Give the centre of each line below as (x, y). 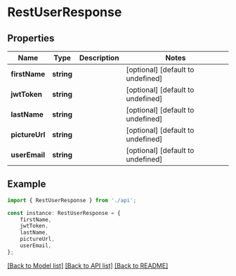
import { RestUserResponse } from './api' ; (72, 200)
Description (99, 58)
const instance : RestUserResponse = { (64, 213)
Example (27, 184)
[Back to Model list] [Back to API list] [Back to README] (88, 265)
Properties (31, 38)
